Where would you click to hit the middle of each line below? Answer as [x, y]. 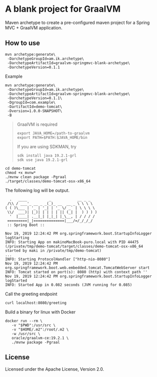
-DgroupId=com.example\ [31, 102]
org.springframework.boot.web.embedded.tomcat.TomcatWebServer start [78, 267]
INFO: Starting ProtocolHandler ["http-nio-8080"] [58, 259]
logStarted [16, 280]
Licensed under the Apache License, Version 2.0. [55, 369]
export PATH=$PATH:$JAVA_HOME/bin [52, 137]
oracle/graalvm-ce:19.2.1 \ [40, 338]
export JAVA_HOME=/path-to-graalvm [53, 133]
